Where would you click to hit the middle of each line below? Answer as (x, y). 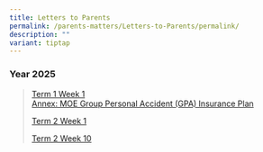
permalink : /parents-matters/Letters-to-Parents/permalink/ (125, 26)
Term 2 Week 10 (61, 138)
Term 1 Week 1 (58, 94)
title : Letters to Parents (60, 18)
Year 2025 (32, 75)
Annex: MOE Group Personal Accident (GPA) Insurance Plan (142, 103)
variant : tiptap (40, 43)
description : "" (40, 34)
